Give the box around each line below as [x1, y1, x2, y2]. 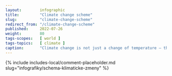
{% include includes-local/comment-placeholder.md [5, 59, 116, 65]
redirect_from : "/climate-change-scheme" [5, 21, 95, 27]
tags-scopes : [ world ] [5, 36, 60, 41]
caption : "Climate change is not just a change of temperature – [5, 45, 161, 50]
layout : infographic [5, 7, 66, 13]
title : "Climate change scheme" [5, 12, 93, 17]
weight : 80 [5, 31, 45, 36]
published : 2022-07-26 [5, 27, 63, 32]
